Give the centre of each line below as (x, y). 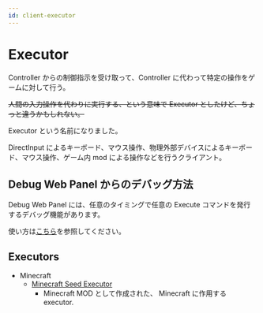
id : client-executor (42, 15)
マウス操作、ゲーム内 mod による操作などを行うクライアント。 (124, 157)
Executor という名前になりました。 (65, 130)
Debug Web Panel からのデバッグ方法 (101, 184)
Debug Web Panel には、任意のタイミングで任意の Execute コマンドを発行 (130, 205)
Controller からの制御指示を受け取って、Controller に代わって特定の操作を (128, 77)
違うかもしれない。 (53, 114)
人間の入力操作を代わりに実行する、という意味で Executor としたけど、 (125, 104)
